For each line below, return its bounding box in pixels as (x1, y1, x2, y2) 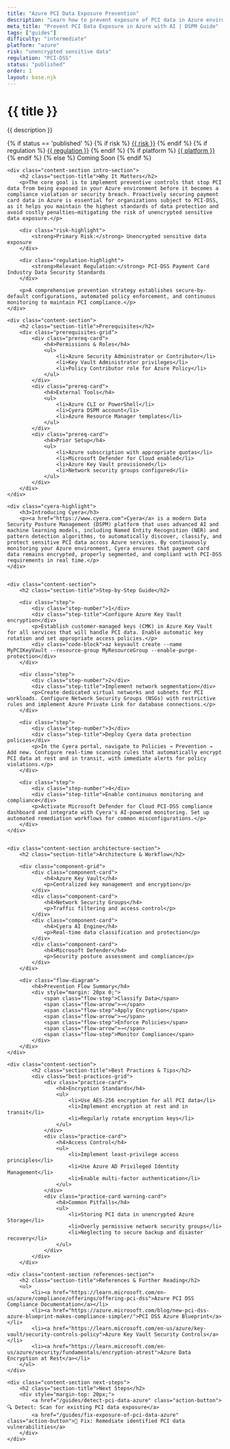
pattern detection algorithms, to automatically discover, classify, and (7, 533, 222, 540)
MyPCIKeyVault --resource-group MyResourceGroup (7, 647, 149, 654)
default (7, 293, 29, 300)
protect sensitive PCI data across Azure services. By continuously (7, 539, 207, 546)
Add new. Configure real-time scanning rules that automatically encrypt (7, 749, 222, 756)
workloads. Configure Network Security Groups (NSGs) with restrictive (7, 695, 216, 702)
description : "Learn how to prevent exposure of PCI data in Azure (7, 16, 204, 23)
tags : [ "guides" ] (7, 29, 57, 36)
